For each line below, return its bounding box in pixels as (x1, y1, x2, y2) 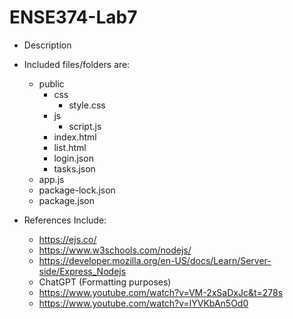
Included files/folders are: (23, 58, 131, 70)
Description (23, 39, 72, 51)
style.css (68, 99, 106, 111)
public (38, 77, 65, 90)
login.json (53, 152, 94, 164)
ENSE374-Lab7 (9, 6, 138, 29)
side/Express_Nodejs (38, 265, 127, 277)
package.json (38, 194, 95, 206)
